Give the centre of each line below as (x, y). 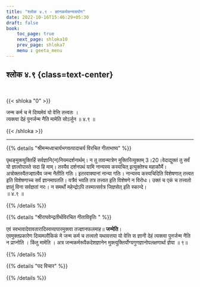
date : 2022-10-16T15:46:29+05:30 (48, 17)
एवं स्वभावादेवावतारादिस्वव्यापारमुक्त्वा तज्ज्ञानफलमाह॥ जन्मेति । (64, 229)
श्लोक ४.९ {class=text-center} (60, 75)
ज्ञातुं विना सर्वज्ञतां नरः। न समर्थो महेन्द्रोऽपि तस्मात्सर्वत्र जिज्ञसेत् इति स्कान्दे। (76, 187)
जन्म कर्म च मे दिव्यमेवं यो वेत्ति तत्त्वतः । (42, 112)
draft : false (22, 23)
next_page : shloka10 (42, 39)
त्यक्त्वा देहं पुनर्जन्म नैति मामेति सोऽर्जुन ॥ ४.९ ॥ (51, 119)
